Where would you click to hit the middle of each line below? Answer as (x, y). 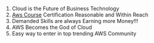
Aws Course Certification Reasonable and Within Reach (80, 15)
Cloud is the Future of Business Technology (65, 9)
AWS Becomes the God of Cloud (52, 27)
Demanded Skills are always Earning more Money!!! (75, 21)
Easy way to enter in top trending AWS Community (74, 34)
